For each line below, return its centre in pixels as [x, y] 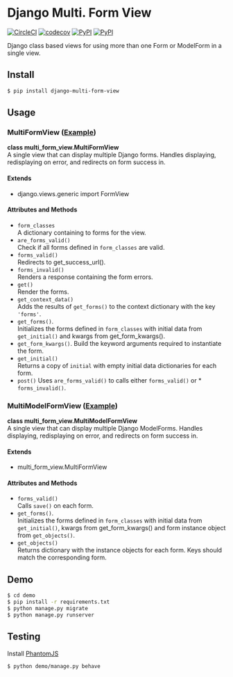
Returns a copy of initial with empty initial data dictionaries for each [117, 365]
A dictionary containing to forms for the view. [82, 232]
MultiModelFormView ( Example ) [62, 406]
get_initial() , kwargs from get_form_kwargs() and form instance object [121, 528]
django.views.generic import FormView [73, 193]
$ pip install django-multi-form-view [63, 91]
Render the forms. [43, 292]
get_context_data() [45, 300]
